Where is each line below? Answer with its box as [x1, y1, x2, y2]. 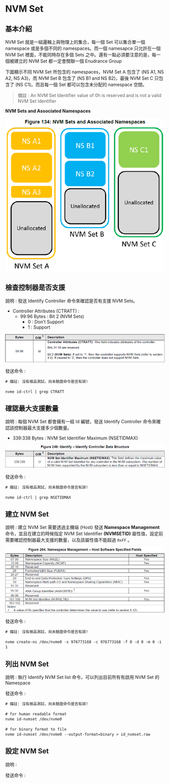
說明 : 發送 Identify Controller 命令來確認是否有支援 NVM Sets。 [5, 298, 138, 304]
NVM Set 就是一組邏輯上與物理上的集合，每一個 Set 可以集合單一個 [5, 39, 146, 45]
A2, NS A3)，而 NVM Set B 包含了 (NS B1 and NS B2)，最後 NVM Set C [5, 75, 153, 81]
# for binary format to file [5, 727, 67, 732]
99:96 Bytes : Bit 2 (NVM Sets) [20, 313, 84, 319]
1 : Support [27, 324, 51, 330]
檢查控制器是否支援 [5, 283, 65, 292]
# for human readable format [5, 712, 67, 717]
